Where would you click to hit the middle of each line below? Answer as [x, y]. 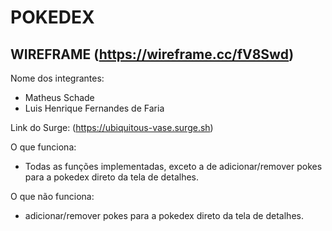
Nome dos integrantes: [57, 78]
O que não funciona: [52, 196]
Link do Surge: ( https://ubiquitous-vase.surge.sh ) [112, 127]
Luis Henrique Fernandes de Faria [94, 108]
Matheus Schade [59, 97]
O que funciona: [43, 147]
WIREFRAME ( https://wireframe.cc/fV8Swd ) [152, 54]
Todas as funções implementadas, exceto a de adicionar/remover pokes [173, 166]
